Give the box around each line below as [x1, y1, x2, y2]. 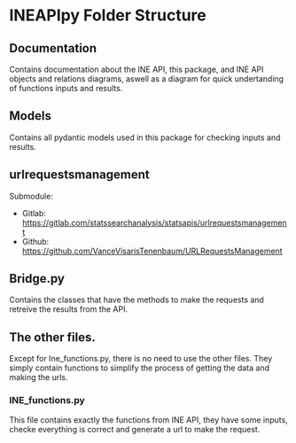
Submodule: [9, 190, 53, 201]
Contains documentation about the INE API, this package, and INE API [9, 64, 264, 74]
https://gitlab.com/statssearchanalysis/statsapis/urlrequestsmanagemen [21, 217, 287, 228]
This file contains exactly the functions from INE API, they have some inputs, [9, 414, 288, 425]
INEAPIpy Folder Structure [9, 5, 206, 26]
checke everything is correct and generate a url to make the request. [9, 424, 261, 434]
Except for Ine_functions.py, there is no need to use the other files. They [9, 354, 273, 364]
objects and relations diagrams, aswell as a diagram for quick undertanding [9, 74, 284, 84]
